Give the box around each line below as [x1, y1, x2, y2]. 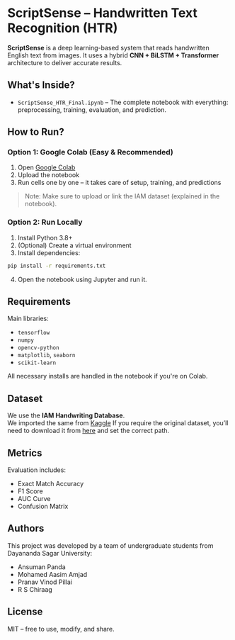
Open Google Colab [17, 163, 76, 172]
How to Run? [7, 126, 65, 138]
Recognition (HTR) [7, 20, 118, 36]
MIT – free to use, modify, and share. [7, 624, 115, 633]
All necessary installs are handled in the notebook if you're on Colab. [7, 372, 208, 381]
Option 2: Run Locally [7, 218, 83, 228]
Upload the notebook [17, 171, 80, 179]
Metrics [7, 447, 42, 459]
